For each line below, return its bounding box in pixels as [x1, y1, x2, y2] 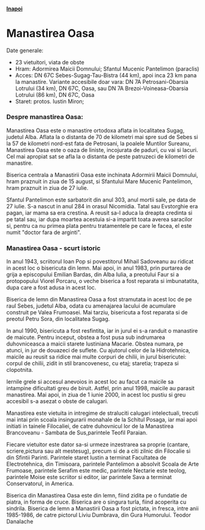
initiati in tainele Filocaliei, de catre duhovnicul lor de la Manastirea [6, 423, 174, 430]
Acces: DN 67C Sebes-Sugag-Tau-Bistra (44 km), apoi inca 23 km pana [15, 71, 197, 79]
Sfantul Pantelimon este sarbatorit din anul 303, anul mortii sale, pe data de [6, 196, 196, 203]
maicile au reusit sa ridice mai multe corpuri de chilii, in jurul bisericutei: [6, 353, 187, 361]
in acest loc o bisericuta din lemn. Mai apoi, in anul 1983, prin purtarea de [6, 264, 191, 272]
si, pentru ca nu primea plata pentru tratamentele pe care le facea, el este [6, 222, 192, 229]
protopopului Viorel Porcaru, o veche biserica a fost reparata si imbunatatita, [6, 278, 199, 285]
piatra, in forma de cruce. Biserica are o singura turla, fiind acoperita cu [6, 498, 187, 505]
